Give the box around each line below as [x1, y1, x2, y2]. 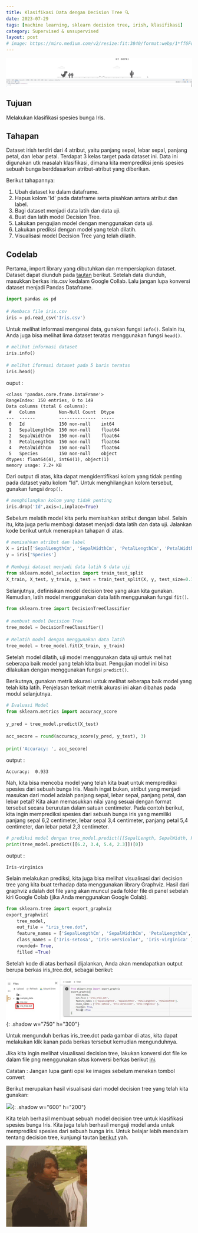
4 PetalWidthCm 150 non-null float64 [8, 445, 120, 451]
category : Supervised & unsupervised [6, 28, 99, 34]
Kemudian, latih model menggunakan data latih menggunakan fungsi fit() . [6, 593, 189, 601]
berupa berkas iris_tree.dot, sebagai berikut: [6, 966, 114, 973]
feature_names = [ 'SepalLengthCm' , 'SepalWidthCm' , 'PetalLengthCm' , [16, 931, 192, 937]
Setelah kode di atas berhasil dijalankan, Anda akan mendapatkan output [6, 960, 183, 967]
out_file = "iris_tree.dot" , [16, 924, 88, 930]
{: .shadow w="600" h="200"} [12, 1104, 87, 1111]
